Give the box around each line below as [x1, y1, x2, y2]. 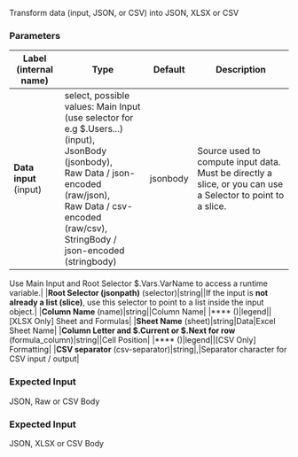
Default [153, 64, 185, 76]
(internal [16, 64, 53, 76]
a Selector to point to [197, 190, 285, 202]
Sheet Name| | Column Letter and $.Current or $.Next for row [9, 325, 236, 336]
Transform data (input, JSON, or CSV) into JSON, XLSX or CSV [9, 8, 239, 18]
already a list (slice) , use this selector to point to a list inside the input [9, 297, 264, 308]
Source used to [197, 145, 262, 158]
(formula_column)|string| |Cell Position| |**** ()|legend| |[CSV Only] [9, 335, 256, 345]
